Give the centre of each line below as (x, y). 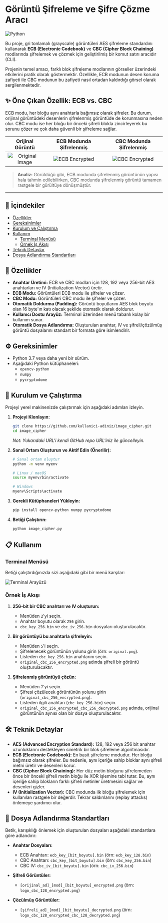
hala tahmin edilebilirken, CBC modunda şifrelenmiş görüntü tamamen (89, 180)
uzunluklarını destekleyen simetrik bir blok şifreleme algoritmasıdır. (81, 749)
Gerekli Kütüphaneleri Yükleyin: (46, 501)
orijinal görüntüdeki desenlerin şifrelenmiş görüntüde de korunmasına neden (84, 118)
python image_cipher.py (37, 529)
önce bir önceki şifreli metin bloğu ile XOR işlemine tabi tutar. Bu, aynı (84, 776)
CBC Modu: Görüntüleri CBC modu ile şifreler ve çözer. (69, 298)
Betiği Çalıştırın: (29, 520)
